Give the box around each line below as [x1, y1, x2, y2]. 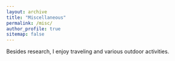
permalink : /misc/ [6, 20, 53, 26]
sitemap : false [6, 31, 45, 37]
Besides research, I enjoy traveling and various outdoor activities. [6, 48, 170, 55]
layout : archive [6, 8, 47, 15]
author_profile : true [6, 25, 61, 32]
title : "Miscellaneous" [6, 14, 67, 21]
